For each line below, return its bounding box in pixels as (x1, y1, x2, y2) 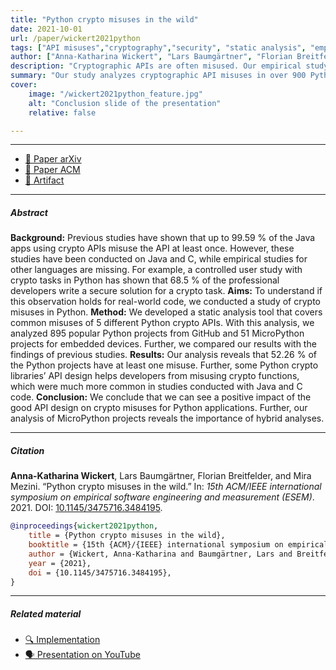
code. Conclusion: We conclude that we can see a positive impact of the (10, 391, 312, 403)
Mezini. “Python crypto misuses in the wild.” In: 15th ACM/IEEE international (10, 481, 322, 493)
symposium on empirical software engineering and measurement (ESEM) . (10, 491, 315, 503)
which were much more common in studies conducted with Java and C (10, 381, 303, 393)
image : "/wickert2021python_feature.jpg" (28, 89, 203, 99)
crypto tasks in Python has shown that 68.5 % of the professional (10, 274, 280, 286)
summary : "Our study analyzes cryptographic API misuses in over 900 (10, 71, 307, 81)
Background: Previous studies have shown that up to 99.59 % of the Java (10, 232, 316, 244)
